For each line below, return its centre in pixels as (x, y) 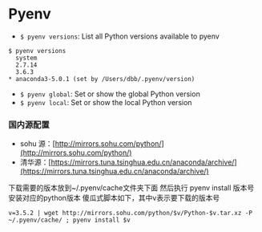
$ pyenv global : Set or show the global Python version (110, 94)
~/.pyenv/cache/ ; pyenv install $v (69, 220)
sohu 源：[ (38, 144)
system (26, 58)
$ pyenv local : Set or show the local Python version (106, 102)
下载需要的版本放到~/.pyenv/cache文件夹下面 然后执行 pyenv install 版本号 (131, 188)
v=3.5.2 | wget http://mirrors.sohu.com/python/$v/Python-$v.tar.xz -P (130, 214)
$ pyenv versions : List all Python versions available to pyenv (120, 36)
